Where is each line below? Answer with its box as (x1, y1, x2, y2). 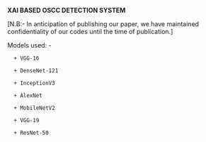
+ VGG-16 (13, 55, 40, 62)
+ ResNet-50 (13, 129, 50, 136)
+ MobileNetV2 (13, 104, 55, 111)
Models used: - (7, 41, 52, 49)
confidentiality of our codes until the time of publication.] (7, 28, 173, 35)
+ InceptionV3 (13, 80, 55, 87)
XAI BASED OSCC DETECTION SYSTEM (7, 6, 126, 14)
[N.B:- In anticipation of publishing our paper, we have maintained (7, 20, 200, 28)
